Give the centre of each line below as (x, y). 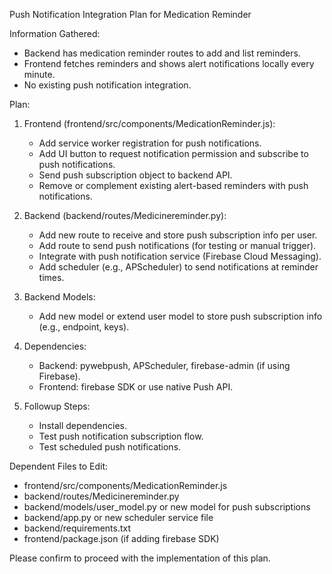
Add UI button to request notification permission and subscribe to (173, 153)
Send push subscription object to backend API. (135, 175)
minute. (39, 74)
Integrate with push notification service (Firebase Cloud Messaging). (180, 256)
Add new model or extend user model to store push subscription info (180, 316)
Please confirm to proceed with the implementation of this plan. (140, 558)
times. (51, 277)
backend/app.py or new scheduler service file (118, 517)
